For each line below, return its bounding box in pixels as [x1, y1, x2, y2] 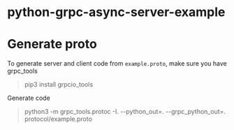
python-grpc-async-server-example [7, 4, 226, 20]
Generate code [7, 94, 50, 102]
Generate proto [7, 36, 98, 52]
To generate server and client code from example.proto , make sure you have [7, 59, 227, 68]
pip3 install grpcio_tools [24, 80, 94, 89]
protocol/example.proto [24, 115, 93, 123]
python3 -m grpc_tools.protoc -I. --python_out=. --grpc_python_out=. [24, 108, 226, 116]
